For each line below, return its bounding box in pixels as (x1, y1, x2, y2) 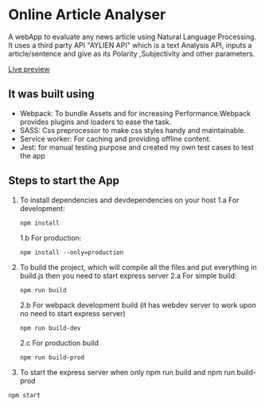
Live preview (8, 64, 50, 73)
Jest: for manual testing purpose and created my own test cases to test (19, 142, 255, 152)
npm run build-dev (19, 324, 81, 332)
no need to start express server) (19, 308, 126, 318)
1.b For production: (19, 233, 82, 242)
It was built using (8, 88, 95, 101)
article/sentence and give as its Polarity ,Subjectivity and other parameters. (8, 49, 255, 58)
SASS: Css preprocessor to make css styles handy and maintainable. (19, 125, 247, 135)
